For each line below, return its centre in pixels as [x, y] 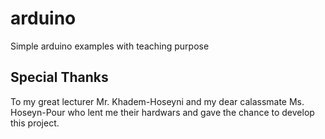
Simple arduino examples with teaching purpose [110, 46]
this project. [35, 123]
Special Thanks [59, 77]
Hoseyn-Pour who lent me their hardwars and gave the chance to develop [162, 112]
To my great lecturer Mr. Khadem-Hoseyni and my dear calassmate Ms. [157, 101]
